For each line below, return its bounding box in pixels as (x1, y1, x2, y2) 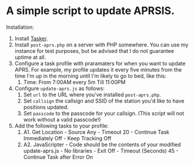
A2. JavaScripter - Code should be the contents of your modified (23, 141, 181, 148)
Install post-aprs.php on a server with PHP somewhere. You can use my (14, 41, 189, 48)
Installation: (6, 23, 34, 31)
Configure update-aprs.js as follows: (14, 85, 105, 92)
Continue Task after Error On (23, 153, 93, 160)
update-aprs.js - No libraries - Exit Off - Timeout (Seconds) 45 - (23, 147, 179, 154)
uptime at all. (14, 53, 46, 60)
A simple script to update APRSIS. (6, 4, 175, 18)
